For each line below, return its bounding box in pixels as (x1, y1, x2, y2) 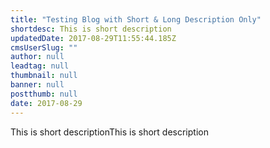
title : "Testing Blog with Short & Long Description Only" (10, 14, 262, 25)
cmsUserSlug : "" (10, 42, 78, 53)
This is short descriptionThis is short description (10, 126, 209, 138)
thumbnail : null (10, 71, 78, 81)
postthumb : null (10, 89, 78, 99)
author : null (10, 52, 65, 62)
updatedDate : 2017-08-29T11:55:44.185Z (10, 33, 177, 43)
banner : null (10, 80, 65, 90)
